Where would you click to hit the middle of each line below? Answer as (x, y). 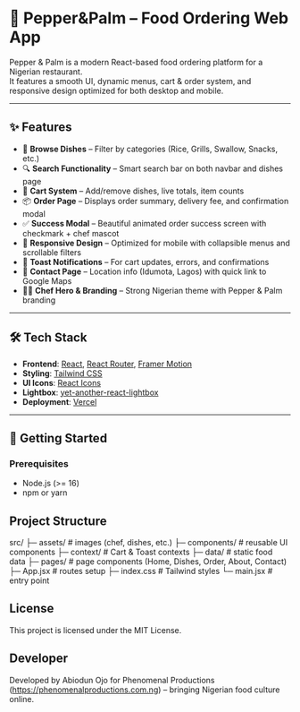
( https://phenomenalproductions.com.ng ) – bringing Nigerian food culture (145, 690)
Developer (39, 659)
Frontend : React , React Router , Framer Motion (107, 364)
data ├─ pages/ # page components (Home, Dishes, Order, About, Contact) (148, 562)
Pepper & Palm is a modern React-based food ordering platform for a (136, 62)
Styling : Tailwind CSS (62, 373)
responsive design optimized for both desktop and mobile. (117, 90)
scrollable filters (52, 252)
